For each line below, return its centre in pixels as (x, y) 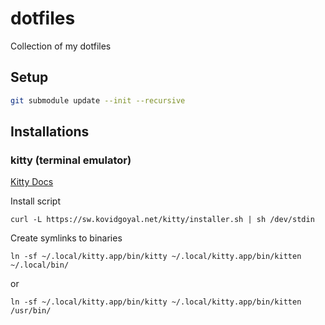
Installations (50, 132)
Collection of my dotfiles (61, 46)
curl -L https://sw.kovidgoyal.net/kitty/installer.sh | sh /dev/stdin (162, 220)
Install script (35, 201)
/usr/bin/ (31, 311)
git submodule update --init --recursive (98, 100)
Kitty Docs (32, 182)
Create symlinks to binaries (66, 238)
